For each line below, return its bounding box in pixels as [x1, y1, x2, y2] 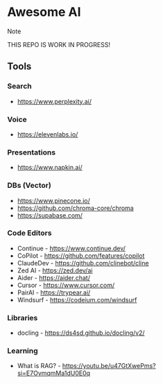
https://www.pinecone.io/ [17, 196, 90, 204]
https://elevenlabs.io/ [17, 130, 78, 139]
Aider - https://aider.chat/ [17, 273, 90, 281]
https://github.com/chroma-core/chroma [17, 204, 134, 212]
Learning [7, 346, 38, 356]
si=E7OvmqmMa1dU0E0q [17, 369, 91, 378]
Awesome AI [7, 4, 81, 20]
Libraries [7, 313, 38, 322]
